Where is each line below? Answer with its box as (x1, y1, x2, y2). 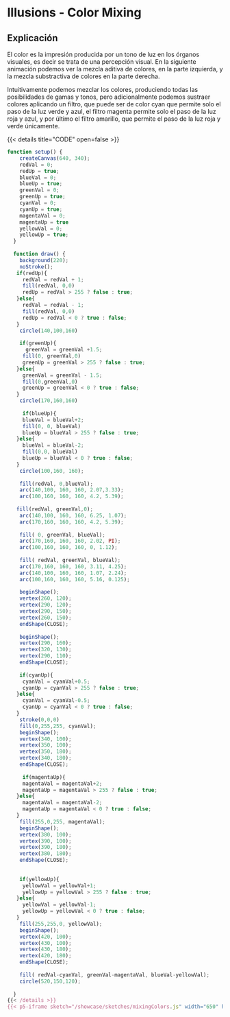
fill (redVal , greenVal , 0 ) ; (16, 506, 94, 513)
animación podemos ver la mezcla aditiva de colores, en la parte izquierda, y (7, 65, 224, 73)
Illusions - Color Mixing (7, 5, 142, 21)
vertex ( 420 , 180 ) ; (19, 952, 72, 959)
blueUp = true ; (19, 180, 63, 187)
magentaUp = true (19, 218, 69, 226)
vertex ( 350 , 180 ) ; (19, 748, 72, 756)
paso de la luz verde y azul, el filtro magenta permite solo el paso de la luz (7, 108, 217, 115)
